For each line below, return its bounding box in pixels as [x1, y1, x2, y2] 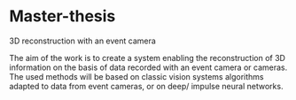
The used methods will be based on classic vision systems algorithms [9, 71, 264, 81]
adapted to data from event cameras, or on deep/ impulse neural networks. [9, 81, 284, 91]
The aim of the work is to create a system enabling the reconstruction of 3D [9, 52, 286, 63]
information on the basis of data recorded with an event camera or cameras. [9, 62, 288, 73]
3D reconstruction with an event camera [9, 35, 157, 46]
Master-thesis [9, 6, 116, 27]
